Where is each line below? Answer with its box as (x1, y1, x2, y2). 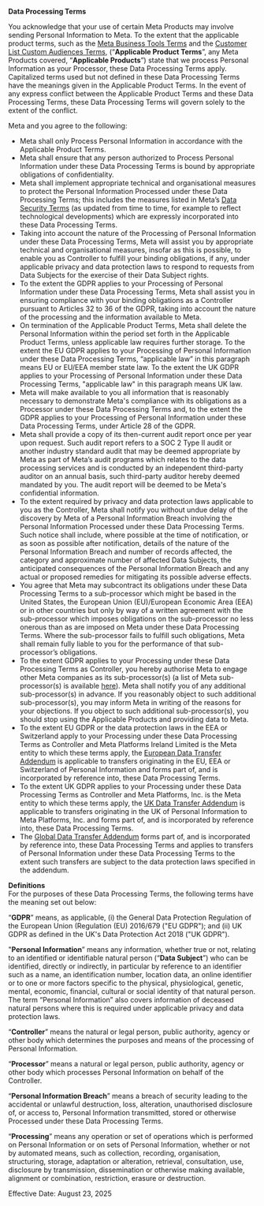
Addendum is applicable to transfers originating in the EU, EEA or (19, 756, 231, 766)
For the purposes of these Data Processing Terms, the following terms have (8, 889, 254, 898)
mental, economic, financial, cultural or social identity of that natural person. (8, 987, 256, 996)
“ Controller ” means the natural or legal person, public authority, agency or (8, 1027, 251, 1036)
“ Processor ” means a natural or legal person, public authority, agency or (8, 1059, 244, 1068)
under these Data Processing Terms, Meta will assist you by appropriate (19, 237, 254, 246)
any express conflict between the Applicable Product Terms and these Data (8, 89, 254, 98)
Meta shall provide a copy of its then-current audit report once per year (19, 430, 252, 439)
